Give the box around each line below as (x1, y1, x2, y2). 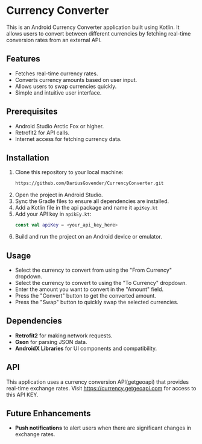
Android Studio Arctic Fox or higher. (14, 122, 104, 130)
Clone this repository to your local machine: (14, 169, 124, 176)
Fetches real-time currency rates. (14, 70, 98, 77)
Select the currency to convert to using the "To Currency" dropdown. (14, 279, 187, 286)
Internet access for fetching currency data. (14, 135, 122, 142)
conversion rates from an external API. (6, 36, 102, 43)
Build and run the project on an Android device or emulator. (14, 233, 163, 240)
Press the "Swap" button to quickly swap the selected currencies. (14, 298, 179, 305)
